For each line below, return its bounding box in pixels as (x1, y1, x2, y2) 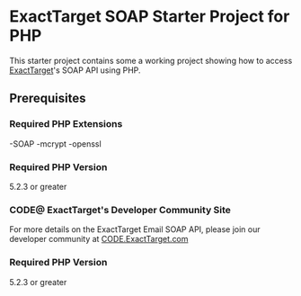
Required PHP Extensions (9, 118, 123, 130)
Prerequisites (9, 91, 86, 106)
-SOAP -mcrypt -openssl (9, 138, 102, 149)
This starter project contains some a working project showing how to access (9, 55, 293, 66)
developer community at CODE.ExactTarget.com (9, 234, 189, 245)
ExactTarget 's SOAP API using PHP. (9, 65, 141, 76)
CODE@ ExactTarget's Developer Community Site (9, 203, 232, 216)
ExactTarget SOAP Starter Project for (9, 6, 290, 27)
